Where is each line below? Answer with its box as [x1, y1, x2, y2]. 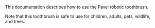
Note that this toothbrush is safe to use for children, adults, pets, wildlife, [5, 14, 151, 19]
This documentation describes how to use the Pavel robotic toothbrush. [5, 4, 149, 10]
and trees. [5, 19, 26, 24]
